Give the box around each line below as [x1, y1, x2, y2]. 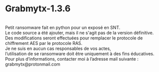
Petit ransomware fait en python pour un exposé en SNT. [5, 24, 121, 30]
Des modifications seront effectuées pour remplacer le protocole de [5, 35, 143, 41]
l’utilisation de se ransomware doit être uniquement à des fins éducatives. [5, 50, 155, 57]
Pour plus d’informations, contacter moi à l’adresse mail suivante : [5, 56, 139, 62]
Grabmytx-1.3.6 [5, 3, 71, 14]
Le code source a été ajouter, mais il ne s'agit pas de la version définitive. [5, 30, 154, 36]
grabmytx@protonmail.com [5, 61, 61, 67]
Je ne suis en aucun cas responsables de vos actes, [5, 45, 111, 51]
